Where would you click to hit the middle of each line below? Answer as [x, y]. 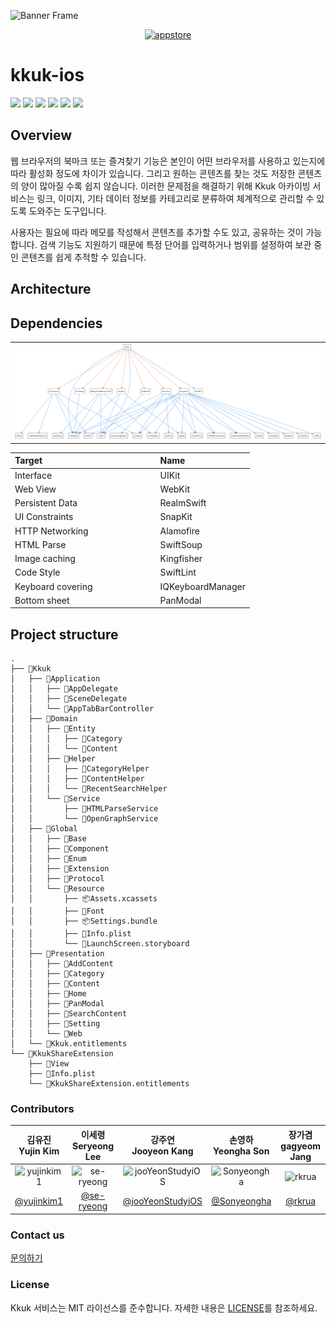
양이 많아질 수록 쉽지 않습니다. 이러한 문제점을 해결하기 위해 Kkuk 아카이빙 [165, 186]
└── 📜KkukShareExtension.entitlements [109, 1084]
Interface [33, 475]
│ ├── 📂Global [44, 829]
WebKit [174, 489]
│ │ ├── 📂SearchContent [69, 1014]
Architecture [51, 289]
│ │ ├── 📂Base [48, 839]
